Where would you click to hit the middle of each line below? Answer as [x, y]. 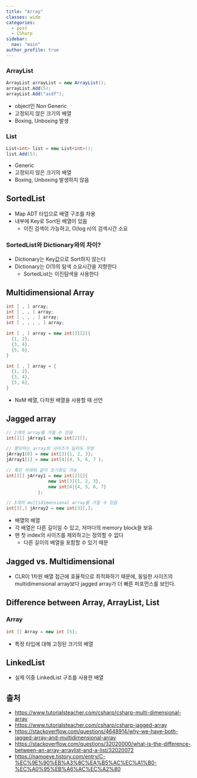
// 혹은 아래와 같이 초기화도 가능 [42, 470]
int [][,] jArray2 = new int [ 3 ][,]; [50, 508]
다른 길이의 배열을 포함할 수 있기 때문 [66, 542]
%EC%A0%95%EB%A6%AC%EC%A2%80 [68, 769]
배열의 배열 [27, 521]
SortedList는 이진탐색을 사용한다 [61, 274]
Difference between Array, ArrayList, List [83, 603]
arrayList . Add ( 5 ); [29, 88]
